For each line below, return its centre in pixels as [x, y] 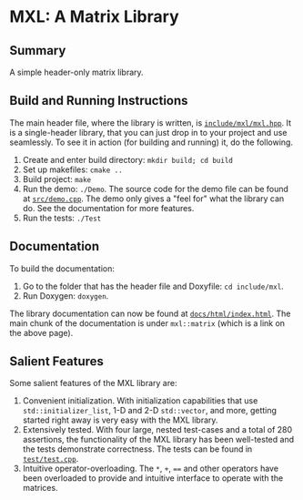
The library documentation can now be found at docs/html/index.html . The [150, 313]
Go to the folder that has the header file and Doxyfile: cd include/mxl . [153, 286]
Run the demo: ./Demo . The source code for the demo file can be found [156, 189]
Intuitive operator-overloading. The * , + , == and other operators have [151, 469]
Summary [38, 51]
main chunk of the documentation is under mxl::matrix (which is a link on [147, 323]
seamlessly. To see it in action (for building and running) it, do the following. [151, 142]
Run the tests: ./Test [62, 218]
